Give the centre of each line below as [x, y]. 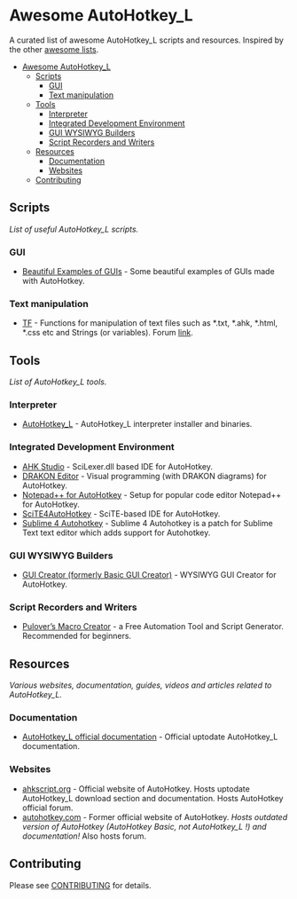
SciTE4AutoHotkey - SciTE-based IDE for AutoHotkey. [121, 513]
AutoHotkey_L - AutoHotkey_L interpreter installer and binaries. [137, 424]
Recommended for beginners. [76, 636]
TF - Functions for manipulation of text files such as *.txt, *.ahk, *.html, [150, 323]
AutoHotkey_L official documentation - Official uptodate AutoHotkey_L [150, 737]
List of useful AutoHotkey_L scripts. [74, 229]
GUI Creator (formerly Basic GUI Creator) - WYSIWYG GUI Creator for [149, 575]
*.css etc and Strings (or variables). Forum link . [107, 333]
